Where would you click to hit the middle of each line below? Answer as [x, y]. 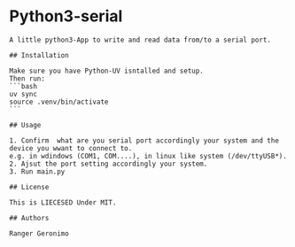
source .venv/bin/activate [59, 102]
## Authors [29, 218]
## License [29, 187]
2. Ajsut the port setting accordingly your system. [109, 164]
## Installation [39, 55]
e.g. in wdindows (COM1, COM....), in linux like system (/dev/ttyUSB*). [148, 156]
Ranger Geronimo [39, 233]
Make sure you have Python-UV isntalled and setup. [106, 71]
